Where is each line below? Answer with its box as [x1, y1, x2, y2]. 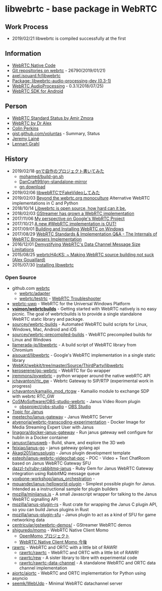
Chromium [12, 347, 33, 353]
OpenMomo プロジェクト [19, 533, 70, 539]
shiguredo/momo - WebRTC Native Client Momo [12, 527, 109, 533]
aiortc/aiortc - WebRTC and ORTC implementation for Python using [12, 570, 146, 576]
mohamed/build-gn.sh [19, 173, 64, 180]
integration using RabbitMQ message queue [12, 470, 100, 476]
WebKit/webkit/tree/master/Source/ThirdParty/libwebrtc [12, 362, 124, 368]
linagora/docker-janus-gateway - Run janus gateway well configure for [12, 429, 153, 435]
